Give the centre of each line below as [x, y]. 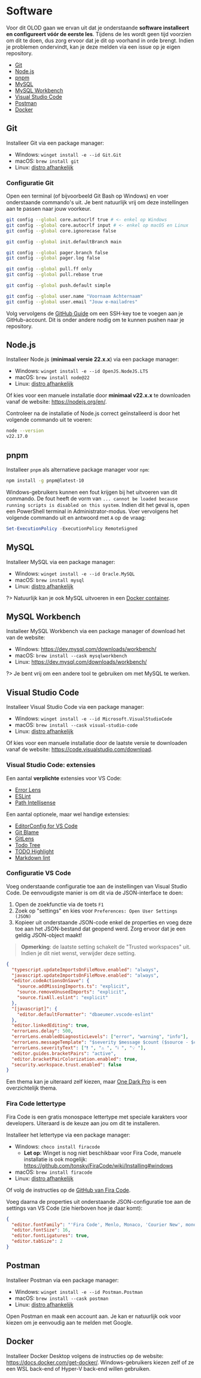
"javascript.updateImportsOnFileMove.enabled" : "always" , [86, 975]
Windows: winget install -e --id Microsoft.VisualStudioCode [93, 718]
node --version [25, 431]
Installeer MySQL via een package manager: [61, 562]
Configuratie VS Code [39, 873]
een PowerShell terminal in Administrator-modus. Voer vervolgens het [92, 511]
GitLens [24, 839]
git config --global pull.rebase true [54, 275]
